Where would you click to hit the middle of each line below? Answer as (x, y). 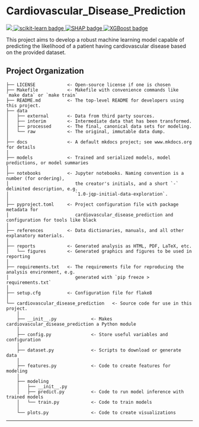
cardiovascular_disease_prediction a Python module (71, 324)
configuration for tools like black (51, 220)
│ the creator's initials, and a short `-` (92, 183)
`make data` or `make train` (42, 95)
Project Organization (45, 71)
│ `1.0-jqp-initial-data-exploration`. (87, 194)
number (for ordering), (36, 178)
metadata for (22, 209)
